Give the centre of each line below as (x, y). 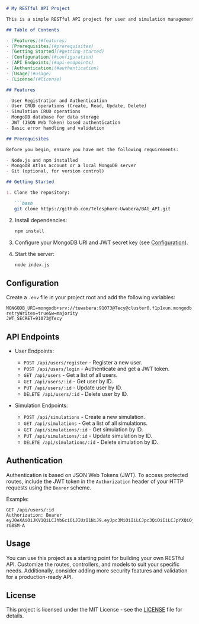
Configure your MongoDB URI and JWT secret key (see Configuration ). (101, 242)
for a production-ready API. (40, 577)
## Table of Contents (33, 30)
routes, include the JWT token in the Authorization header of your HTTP (95, 481)
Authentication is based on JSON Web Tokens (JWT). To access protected (97, 475)
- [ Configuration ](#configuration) (50, 57)
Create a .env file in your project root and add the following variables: (91, 297)
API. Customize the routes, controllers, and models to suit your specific (93, 564)
